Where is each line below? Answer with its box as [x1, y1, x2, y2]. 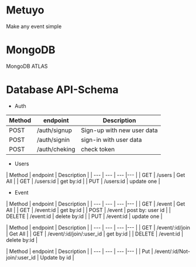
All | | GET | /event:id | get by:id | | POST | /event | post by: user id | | [6, 206, 171, 213]
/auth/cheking [37, 145, 75, 153]
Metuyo [6, 4, 44, 17]
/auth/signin [37, 136, 70, 144]
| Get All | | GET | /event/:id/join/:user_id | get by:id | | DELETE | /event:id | [6, 230, 183, 237]
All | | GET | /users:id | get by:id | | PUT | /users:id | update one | [6, 178, 160, 185]
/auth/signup [37, 126, 72, 134]
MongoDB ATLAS [6, 63, 48, 70]
